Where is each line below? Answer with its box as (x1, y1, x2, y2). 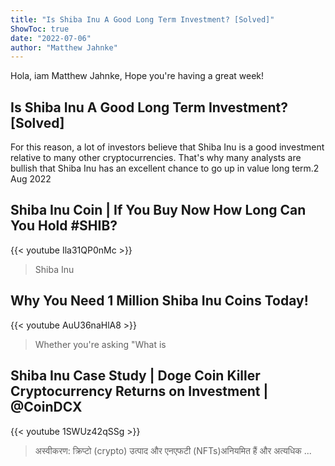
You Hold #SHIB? (10, 217, 118, 235)
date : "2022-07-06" (10, 33, 92, 43)
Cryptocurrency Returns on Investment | (10, 383, 269, 400)
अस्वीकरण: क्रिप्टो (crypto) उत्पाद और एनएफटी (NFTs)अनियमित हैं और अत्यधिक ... (34, 444, 312, 456)
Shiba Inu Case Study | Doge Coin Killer (10, 367, 261, 385)
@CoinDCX (10, 399, 83, 416)
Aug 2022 (10, 173, 52, 185)
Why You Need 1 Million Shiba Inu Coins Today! (10, 292, 309, 310)
